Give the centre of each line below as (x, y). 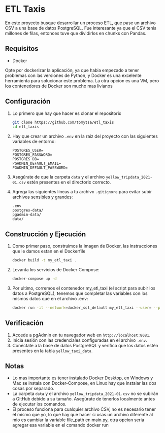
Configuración (28, 101)
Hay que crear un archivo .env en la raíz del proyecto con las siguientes (85, 136)
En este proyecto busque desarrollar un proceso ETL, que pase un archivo (81, 23)
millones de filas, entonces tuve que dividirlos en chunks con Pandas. (76, 33)
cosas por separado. (33, 389)
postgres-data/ (28, 211)
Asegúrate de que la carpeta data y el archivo (58, 177)
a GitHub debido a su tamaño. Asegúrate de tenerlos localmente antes (83, 399)
